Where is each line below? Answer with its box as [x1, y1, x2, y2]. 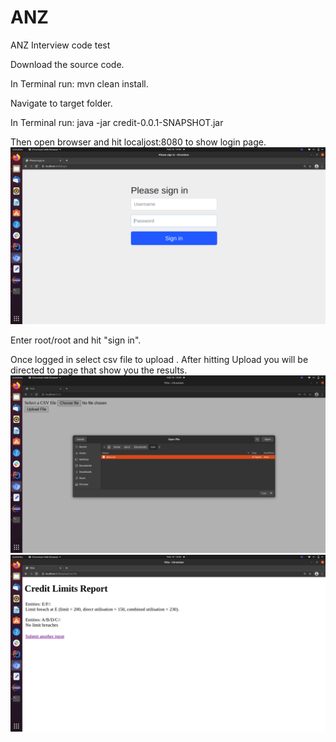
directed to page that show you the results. [10, 364, 188, 376]
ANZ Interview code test [10, 39, 111, 51]
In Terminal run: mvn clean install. [10, 77, 149, 90]
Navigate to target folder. [10, 97, 113, 109]
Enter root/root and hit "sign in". [10, 334, 142, 346]
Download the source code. [10, 58, 125, 70]
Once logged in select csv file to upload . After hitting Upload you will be [10, 354, 309, 366]
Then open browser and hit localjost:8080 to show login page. [10, 136, 267, 148]
